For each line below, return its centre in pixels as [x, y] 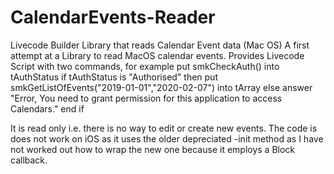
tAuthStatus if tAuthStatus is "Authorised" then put [114, 77]
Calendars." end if [47, 108]
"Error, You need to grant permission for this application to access [146, 98]
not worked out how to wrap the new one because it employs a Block [153, 149]
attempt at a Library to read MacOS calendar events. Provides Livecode [157, 55]
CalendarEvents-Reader [113, 17]
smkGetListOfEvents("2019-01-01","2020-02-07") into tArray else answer [161, 87]
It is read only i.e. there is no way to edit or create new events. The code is [164, 128]
